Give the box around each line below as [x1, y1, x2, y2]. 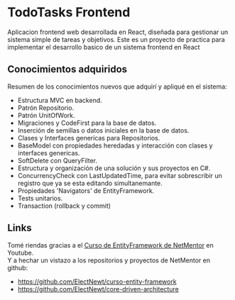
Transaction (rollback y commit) [17, 201, 111, 210]
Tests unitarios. [17, 194, 63, 202]
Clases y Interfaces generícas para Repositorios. [17, 133, 160, 142]
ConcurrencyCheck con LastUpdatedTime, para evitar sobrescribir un [17, 171, 222, 179]
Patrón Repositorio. [17, 104, 75, 112]
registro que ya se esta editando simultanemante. [17, 179, 163, 187]
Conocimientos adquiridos [7, 63, 128, 75]
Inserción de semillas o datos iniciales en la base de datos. [17, 126, 190, 135]
